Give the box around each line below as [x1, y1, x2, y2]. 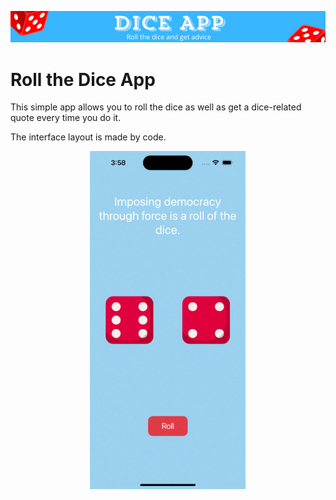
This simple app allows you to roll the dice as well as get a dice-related [10, 101, 302, 113]
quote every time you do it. [10, 112, 122, 124]
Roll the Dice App [10, 68, 156, 91]
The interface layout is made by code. [10, 131, 167, 143]
